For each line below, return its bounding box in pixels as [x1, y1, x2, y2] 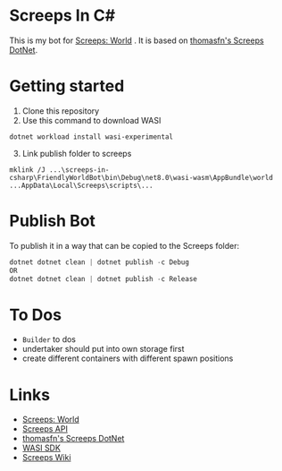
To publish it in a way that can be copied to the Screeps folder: [9, 240, 240, 251]
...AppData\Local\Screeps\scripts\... [9, 181, 153, 190]
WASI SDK [21, 442, 61, 453]
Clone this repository [21, 105, 100, 116]
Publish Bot [9, 211, 96, 231]
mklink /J [9, 165, 46, 175]
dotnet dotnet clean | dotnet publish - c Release [9, 274, 198, 283]
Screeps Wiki [21, 452, 71, 463]
